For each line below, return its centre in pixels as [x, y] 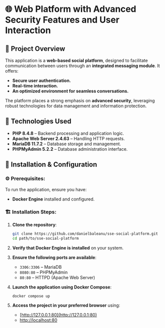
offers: [12, 71]
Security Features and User [62, 20]
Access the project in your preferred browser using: [66, 305]
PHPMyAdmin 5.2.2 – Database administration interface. [70, 149]
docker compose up [31, 296]
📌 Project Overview [35, 49]
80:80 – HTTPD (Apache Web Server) [57, 277]
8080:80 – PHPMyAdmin [44, 272]
